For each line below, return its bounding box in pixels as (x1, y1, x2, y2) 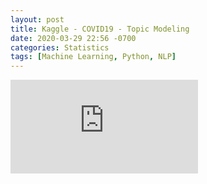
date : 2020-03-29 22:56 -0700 (10, 33, 137, 43)
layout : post (10, 14, 65, 25)
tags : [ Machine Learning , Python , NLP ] (10, 52, 177, 62)
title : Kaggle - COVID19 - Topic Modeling (10, 24, 190, 34)
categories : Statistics (10, 42, 110, 53)
